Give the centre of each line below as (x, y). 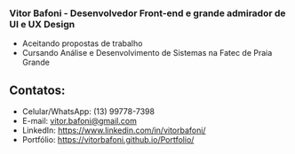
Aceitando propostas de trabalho (82, 43)
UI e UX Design (42, 24)
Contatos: (37, 90)
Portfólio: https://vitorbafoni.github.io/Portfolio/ (108, 140)
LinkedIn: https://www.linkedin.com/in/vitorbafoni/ (114, 130)
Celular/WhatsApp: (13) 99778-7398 (88, 112)
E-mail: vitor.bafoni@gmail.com (80, 121)
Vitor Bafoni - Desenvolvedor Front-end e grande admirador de (147, 13)
